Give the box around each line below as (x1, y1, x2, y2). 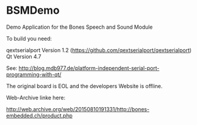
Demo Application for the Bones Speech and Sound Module (6, 23, 153, 31)
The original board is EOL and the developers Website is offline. (6, 82, 163, 90)
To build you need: (6, 35, 52, 42)
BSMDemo (6, 4, 60, 17)
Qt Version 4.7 (6, 53, 42, 60)
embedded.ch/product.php (6, 112, 73, 119)
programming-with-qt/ (6, 71, 61, 78)
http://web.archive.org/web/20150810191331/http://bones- (6, 105, 150, 112)
